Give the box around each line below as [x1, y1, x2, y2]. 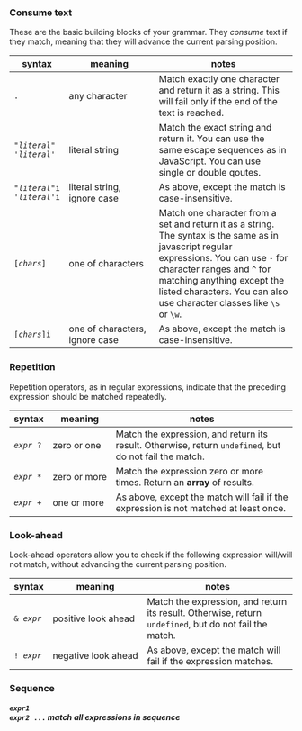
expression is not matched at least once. [115, 501, 286, 514]
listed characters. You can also [158, 285, 289, 298]
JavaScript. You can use [158, 155, 262, 167]
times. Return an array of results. [115, 475, 254, 488]
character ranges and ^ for [158, 263, 271, 275]
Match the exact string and [158, 122, 272, 134]
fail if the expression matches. [147, 654, 274, 667]
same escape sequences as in [158, 144, 287, 157]
